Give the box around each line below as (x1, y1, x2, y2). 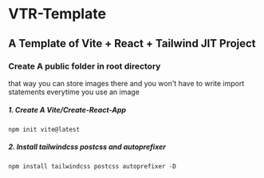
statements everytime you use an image (8, 87, 140, 97)
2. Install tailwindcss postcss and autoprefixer (8, 142, 166, 152)
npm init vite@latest (8, 125, 81, 133)
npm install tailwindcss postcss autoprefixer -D (8, 162, 177, 170)
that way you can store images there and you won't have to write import (8, 78, 245, 88)
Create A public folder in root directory (8, 61, 161, 72)
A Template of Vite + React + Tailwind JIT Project (8, 37, 257, 50)
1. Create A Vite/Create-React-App (8, 105, 126, 115)
